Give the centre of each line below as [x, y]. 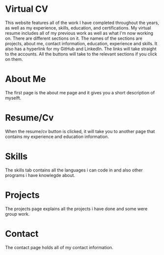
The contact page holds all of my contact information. [59, 247]
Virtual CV [27, 9]
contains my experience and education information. [57, 137]
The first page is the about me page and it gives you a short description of [80, 92]
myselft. [13, 98]
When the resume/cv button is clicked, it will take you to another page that [80, 131]
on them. [14, 59]
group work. [17, 214]
